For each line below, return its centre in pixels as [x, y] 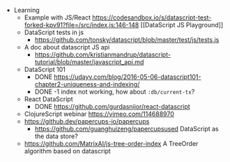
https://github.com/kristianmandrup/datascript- [102, 54]
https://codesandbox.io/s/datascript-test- [152, 17]
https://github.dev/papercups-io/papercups [87, 121]
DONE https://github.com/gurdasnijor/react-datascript [112, 106]
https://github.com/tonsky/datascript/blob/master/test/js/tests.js [127, 40]
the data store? [56, 136]
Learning [26, 10]
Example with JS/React [58, 17]
